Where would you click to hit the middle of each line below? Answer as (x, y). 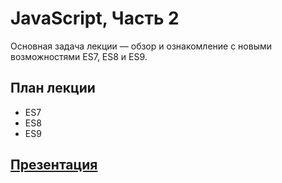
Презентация (54, 165)
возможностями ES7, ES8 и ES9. (79, 56)
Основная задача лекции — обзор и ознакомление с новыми (141, 46)
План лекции (53, 88)
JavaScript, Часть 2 (95, 18)
